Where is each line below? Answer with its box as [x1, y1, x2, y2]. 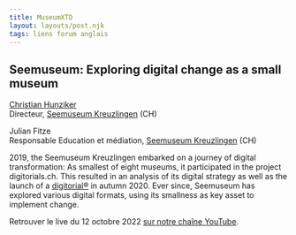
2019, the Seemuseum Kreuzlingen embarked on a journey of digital [9, 152, 256, 163]
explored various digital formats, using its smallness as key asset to [9, 190, 254, 201]
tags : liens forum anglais [9, 29, 109, 38]
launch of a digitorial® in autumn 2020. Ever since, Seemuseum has [9, 180, 255, 191]
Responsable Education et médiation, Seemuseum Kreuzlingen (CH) [9, 135, 257, 146]
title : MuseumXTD [9, 12, 73, 22]
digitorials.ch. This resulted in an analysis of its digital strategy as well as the [9, 171, 288, 182]
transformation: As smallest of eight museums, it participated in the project [9, 162, 282, 172]
